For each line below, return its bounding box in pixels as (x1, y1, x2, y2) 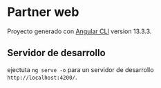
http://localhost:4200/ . (7, 73, 77, 81)
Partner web (7, 4, 79, 20)
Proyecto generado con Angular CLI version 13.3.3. (7, 27, 152, 35)
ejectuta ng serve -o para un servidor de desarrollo (7, 65, 154, 73)
